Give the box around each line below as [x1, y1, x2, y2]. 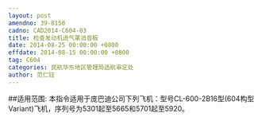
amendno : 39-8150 [8, 19, 66, 27]
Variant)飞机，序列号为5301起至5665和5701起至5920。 [8, 103, 189, 113]
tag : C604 [8, 57, 41, 64]
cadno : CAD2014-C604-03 [8, 26, 87, 34]
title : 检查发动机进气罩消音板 [8, 33, 98, 42]
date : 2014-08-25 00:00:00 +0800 [8, 41, 119, 49]
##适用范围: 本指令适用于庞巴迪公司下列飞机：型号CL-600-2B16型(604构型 [8, 93, 255, 103]
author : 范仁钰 [8, 71, 55, 79]
